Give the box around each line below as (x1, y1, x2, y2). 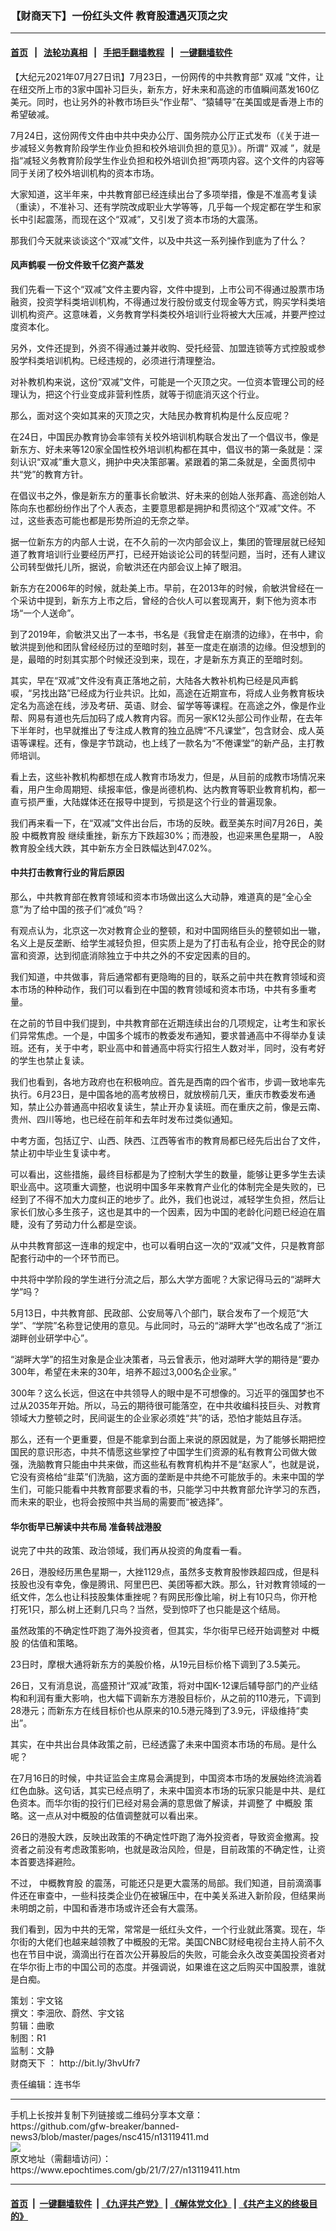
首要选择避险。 (18, 1856, 81, 1868)
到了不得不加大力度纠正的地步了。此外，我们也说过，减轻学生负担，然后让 (18, 1193, 326, 1205)
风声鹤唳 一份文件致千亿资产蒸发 (10, 259, 145, 271)
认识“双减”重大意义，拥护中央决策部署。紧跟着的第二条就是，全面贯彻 (18, 455, 308, 467)
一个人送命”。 (23, 607, 80, 619)
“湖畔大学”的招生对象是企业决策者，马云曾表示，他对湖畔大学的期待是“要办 (10, 1353, 320, 1365)
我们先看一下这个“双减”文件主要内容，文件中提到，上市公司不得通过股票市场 (10, 283, 325, 295)
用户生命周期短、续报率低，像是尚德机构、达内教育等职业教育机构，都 (27, 783, 317, 795)
